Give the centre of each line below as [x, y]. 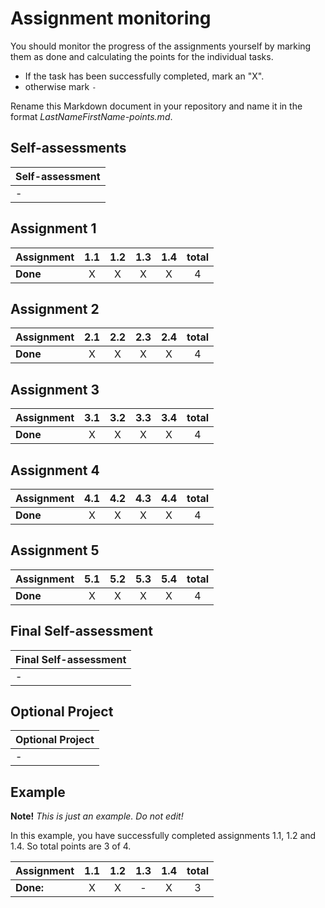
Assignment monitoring [111, 18]
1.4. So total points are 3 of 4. [71, 846]
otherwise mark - [60, 86]
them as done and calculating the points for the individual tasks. [142, 56]
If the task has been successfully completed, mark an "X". [144, 76]
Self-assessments [68, 148]
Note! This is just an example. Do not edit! [97, 816]
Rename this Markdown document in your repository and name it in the [156, 106]
